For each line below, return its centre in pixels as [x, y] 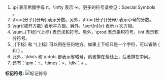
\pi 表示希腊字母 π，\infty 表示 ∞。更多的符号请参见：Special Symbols [84, 7]
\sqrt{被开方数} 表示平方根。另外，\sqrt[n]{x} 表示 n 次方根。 [74, 26]
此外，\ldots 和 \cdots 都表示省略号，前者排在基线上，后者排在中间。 [82, 57]
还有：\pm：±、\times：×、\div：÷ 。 [51, 63]
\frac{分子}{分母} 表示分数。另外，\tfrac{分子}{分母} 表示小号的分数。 [83, 20]
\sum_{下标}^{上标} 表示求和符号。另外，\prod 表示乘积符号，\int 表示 [83, 32]
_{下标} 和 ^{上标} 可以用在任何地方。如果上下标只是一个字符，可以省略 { [86, 44]
